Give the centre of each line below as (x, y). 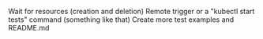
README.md (29, 28)
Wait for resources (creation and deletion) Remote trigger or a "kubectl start (131, 11)
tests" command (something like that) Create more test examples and (121, 19)
